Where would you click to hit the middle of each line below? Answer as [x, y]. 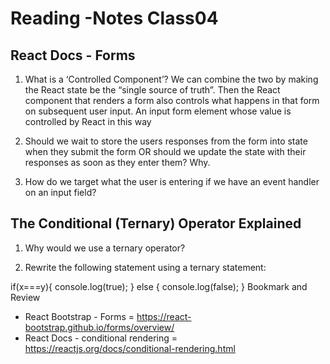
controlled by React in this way [88, 121]
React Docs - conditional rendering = [101, 338]
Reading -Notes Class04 [114, 18]
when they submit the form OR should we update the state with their [165, 151]
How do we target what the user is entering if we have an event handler [172, 181]
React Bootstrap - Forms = [79, 316]
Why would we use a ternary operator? [105, 248]
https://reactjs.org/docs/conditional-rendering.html [130, 348]
